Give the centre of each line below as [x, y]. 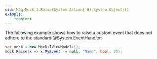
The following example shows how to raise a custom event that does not [78, 33]
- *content [21, 19]
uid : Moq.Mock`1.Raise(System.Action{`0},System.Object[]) [67, 10]
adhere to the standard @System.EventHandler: [54, 38]
